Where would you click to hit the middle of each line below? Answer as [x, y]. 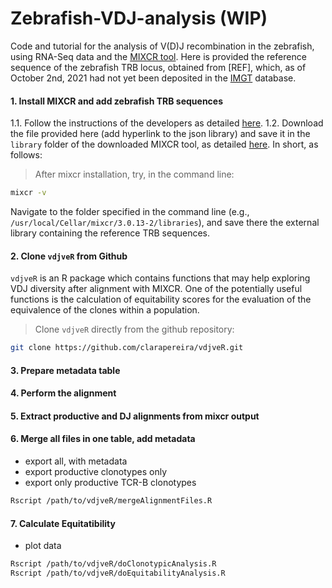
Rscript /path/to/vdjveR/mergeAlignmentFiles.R [111, 501]
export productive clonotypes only [96, 472]
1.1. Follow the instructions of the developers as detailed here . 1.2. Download [167, 123]
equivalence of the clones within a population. [105, 310]
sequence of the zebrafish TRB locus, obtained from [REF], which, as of [158, 67]
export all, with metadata [76, 461]
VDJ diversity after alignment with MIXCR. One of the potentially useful [156, 289]
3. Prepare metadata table [65, 370]
